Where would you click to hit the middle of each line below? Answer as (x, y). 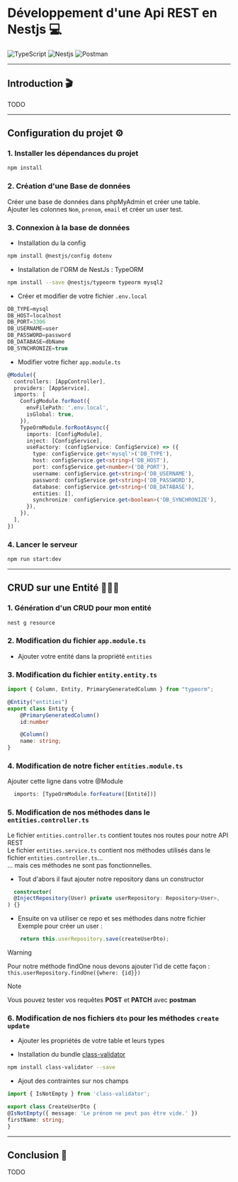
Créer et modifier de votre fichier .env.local (82, 296)
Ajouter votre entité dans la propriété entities (85, 656)
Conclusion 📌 (37, 1155)
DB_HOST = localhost (34, 316)
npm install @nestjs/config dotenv (60, 256)
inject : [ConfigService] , (64, 441)
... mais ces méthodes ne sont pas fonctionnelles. (80, 865)
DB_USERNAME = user (33, 329)
